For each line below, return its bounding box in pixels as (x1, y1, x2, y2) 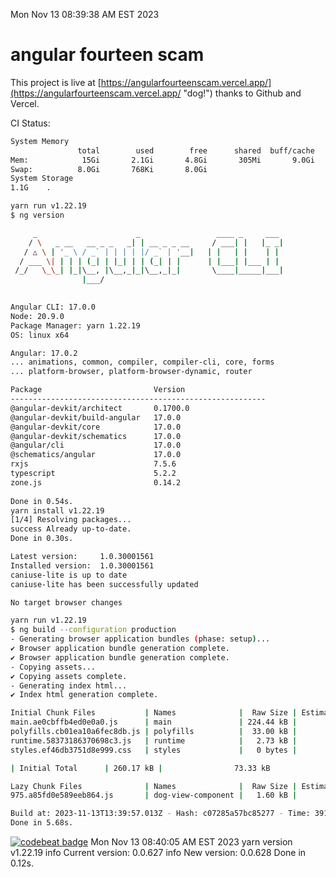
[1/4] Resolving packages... (10, 515, 132, 525)
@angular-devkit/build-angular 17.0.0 (10, 412, 182, 423)
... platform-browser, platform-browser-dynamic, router (10, 367, 253, 377)
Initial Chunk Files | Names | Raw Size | (10, 708, 298, 718)
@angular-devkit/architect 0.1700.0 (10, 403, 190, 413)
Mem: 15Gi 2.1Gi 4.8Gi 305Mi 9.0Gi (10, 155, 315, 165)
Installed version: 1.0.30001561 (10, 560, 155, 571)
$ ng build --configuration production (10, 625, 177, 635)
